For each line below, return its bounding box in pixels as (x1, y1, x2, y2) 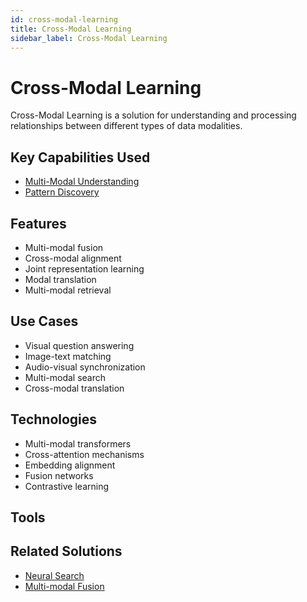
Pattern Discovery (24, 186, 100, 198)
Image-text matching (24, 350, 112, 362)
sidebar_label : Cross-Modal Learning (10, 33, 168, 43)
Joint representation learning (24, 262, 145, 275)
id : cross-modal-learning (10, 14, 118, 25)
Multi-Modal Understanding (24, 176, 140, 188)
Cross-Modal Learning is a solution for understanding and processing (10, 109, 297, 121)
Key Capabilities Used (10, 149, 151, 166)
